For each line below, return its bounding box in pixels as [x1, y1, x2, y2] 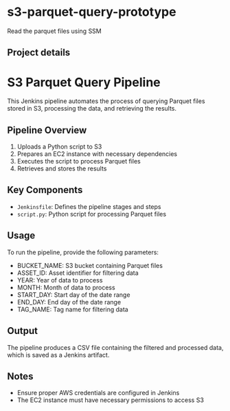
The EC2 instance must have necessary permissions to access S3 [16, 396, 205, 404]
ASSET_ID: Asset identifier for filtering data [16, 269, 139, 277]
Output [7, 325, 38, 337]
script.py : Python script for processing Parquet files [16, 210, 167, 218]
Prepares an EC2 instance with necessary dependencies [16, 150, 178, 158]
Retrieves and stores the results [16, 164, 107, 173]
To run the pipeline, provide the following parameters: [7, 248, 159, 256]
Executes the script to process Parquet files [16, 157, 141, 166]
